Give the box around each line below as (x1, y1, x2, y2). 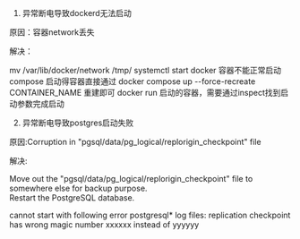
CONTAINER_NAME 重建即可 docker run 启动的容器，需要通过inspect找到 (9, 88, 281, 98)
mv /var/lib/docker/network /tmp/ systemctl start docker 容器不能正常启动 (9, 65, 282, 75)
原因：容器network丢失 (9, 27, 95, 38)
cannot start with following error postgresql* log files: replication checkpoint (9, 209, 291, 220)
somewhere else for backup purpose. (9, 183, 148, 193)
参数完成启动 (16, 98, 64, 109)
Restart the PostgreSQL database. (9, 192, 135, 203)
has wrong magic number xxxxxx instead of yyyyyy (9, 219, 200, 230)
